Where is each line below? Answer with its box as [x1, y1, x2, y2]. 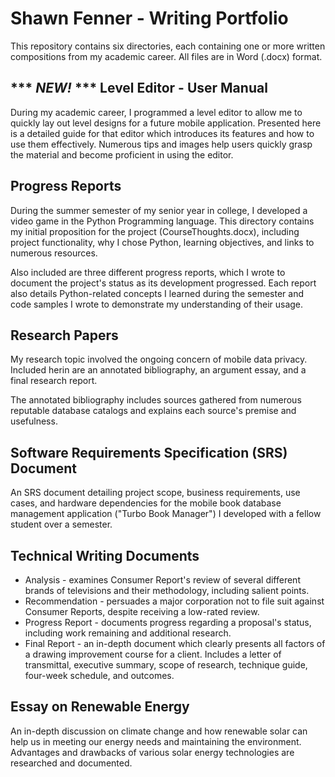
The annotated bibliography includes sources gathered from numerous [10, 394, 302, 406]
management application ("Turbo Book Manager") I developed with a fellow [10, 508, 322, 520]
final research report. [10, 375, 98, 387]
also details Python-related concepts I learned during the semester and [10, 287, 305, 299]
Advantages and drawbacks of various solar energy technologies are [10, 746, 295, 758]
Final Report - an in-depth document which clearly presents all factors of [24, 638, 326, 649]
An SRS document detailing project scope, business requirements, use [10, 487, 301, 499]
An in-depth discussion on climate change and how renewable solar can [10, 725, 308, 737]
